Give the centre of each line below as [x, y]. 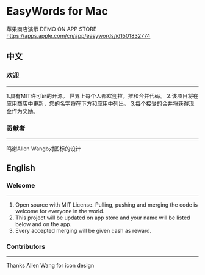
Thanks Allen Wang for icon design [50, 265]
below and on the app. [43, 224]
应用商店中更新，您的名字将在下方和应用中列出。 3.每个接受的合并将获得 [98, 103]
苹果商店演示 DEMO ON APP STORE [52, 29]
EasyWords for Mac [57, 11]
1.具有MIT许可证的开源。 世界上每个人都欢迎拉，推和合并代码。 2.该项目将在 [103, 95]
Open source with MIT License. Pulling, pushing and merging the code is [106, 204]
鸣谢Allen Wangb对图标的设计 [44, 148]
